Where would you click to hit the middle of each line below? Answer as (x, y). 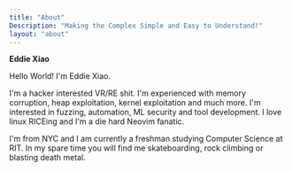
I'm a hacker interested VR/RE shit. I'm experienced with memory (127, 93)
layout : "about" (39, 34)
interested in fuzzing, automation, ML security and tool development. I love (146, 113)
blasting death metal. (47, 158)
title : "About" (37, 17)
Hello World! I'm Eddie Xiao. (60, 76)
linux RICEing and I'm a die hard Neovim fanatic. (97, 121)
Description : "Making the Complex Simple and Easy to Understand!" (136, 26)
